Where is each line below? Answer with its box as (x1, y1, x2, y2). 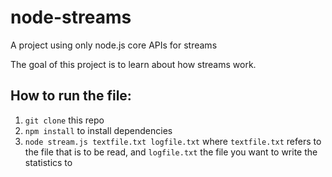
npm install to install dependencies (24, 124, 173, 136)
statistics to (24, 156, 73, 168)
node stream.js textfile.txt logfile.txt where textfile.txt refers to (24, 135, 322, 147)
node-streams (10, 6, 132, 29)
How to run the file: (10, 87, 132, 105)
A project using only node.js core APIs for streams (10, 39, 218, 51)
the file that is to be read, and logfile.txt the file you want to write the (24, 146, 318, 158)
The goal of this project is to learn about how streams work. (10, 58, 257, 70)
